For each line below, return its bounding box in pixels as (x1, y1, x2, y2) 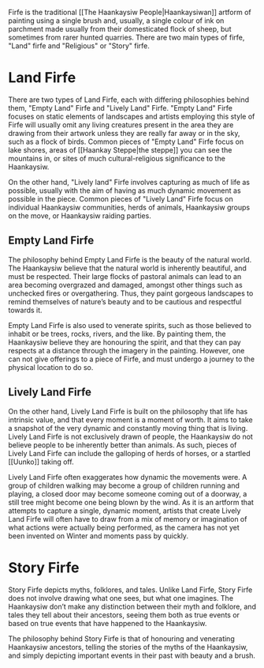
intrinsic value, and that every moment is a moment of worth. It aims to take (8, 415, 254, 425)
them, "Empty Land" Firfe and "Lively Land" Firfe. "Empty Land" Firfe (8, 103, 232, 112)
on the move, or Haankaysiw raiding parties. (8, 210, 151, 221)
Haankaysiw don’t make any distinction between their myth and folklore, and (8, 602, 256, 611)
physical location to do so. (8, 362, 94, 372)
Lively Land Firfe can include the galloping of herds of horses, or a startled (8, 448, 251, 458)
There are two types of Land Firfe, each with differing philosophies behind (8, 95, 250, 104)
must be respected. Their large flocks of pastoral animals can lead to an (8, 271, 242, 281)
